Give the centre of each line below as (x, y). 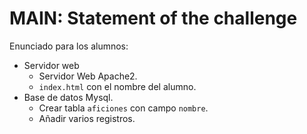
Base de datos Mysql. (68, 97)
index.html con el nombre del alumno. (117, 86)
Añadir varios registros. (87, 118)
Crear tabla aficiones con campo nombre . (123, 108)
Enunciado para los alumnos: (69, 46)
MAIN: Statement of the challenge (153, 18)
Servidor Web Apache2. (88, 76)
